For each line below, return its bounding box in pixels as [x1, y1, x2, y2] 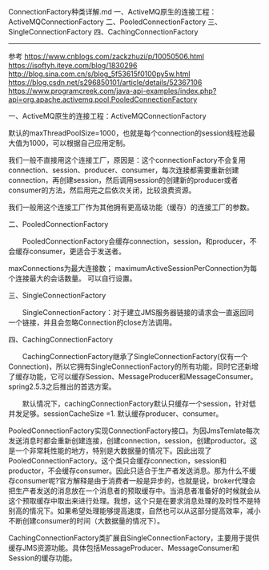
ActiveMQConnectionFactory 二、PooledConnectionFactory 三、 [8, 17, 223, 26]
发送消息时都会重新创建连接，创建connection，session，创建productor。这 [8, 436, 258, 445]
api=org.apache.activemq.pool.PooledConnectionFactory [8, 95, 198, 104]
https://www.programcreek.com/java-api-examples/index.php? [8, 87, 217, 95]
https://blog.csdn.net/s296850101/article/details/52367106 [8, 78, 203, 87]
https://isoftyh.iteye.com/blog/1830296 [8, 61, 138, 70]
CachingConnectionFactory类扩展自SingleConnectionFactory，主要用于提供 [8, 533, 260, 543]
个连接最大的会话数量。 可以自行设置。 [8, 273, 137, 283]
